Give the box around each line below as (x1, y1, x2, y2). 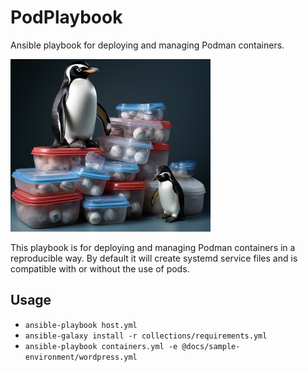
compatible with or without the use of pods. (10, 262, 190, 275)
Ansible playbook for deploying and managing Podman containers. (10, 39, 285, 51)
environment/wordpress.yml (24, 352, 138, 362)
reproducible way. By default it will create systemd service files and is (10, 252, 298, 264)
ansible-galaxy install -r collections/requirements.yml (24, 331, 268, 341)
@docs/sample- (181, 341, 241, 351)
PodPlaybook (10, 6, 123, 29)
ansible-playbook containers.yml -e (24, 341, 178, 351)
